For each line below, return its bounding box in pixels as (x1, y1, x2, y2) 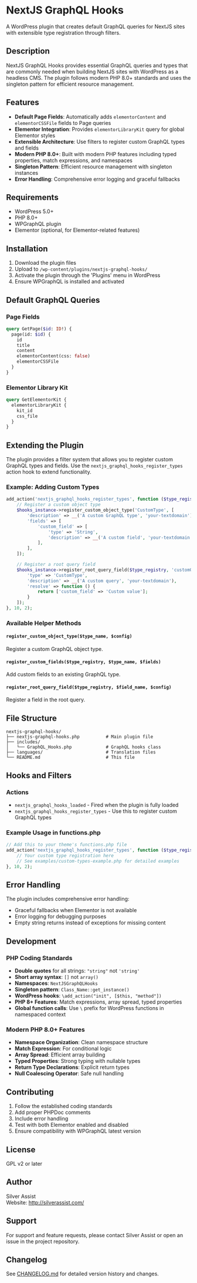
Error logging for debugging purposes (14, 913, 107, 920)
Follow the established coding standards (14, 1103, 113, 1110)
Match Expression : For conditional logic (14, 1045, 112, 1052)
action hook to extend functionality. (6, 468, 92, 475)
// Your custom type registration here (16, 852, 114, 859)
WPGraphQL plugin (14, 221, 62, 228)
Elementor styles (14, 131, 56, 139)
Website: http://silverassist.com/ (6, 1198, 84, 1206)
